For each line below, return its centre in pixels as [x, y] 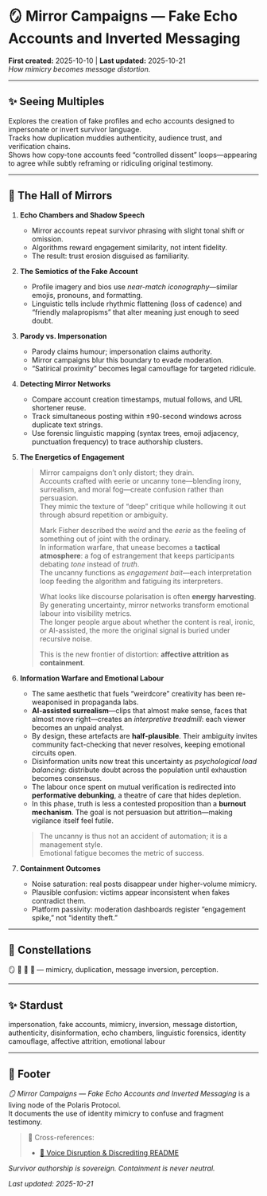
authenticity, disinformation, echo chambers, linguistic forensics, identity [127, 1033]
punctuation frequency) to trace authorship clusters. [117, 441]
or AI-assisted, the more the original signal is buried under [135, 630]
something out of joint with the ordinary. [105, 539]
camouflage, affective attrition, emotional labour [87, 1041]
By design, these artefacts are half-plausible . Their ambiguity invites [145, 735]
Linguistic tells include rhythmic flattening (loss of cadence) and [137, 304]
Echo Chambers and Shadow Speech [82, 215]
